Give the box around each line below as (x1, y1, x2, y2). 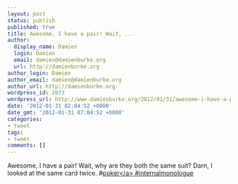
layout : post (7, 10, 46, 18)
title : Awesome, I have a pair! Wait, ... (7, 30, 135, 38)
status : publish (7, 17, 55, 24)
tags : (7, 129, 23, 136)
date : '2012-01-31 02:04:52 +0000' (7, 103, 113, 110)
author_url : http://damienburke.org (7, 83, 115, 90)
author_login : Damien (7, 69, 72, 76)
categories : (7, 115, 42, 122)
